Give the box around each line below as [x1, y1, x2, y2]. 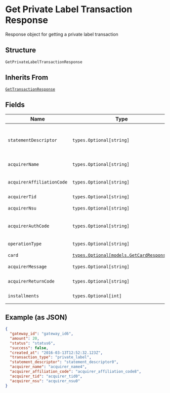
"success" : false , [10, 345, 49, 350]
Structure [5, 46, 36, 54]
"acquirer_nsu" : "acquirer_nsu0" [10, 378, 80, 383]
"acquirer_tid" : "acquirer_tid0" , [10, 374, 82, 379]
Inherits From [5, 73, 49, 82]
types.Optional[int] [72, 293, 122, 299]
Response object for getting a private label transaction [5, 31, 119, 37]
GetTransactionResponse [5, 86, 56, 92]
